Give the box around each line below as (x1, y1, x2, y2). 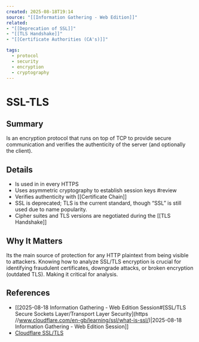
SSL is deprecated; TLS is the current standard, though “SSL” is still (14, 199, 182, 207)
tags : (6, 47, 20, 54)
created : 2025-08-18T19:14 (6, 8, 74, 15)
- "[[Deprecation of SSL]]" (6, 25, 76, 32)
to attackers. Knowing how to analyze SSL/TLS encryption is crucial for (6, 258, 181, 265)
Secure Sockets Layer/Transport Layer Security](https (14, 310, 148, 317)
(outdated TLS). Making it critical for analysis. (6, 271, 118, 278)
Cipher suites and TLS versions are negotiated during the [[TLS (14, 212, 171, 220)
